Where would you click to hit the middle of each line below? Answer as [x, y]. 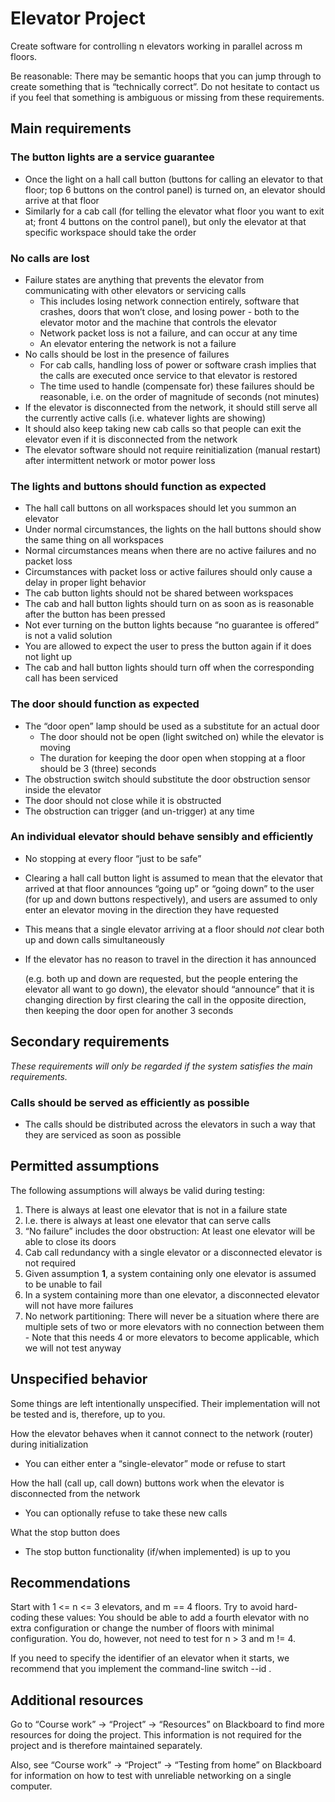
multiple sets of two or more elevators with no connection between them [174, 1326]
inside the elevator [63, 789]
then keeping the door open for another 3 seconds [129, 1010]
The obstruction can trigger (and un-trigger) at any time [139, 811]
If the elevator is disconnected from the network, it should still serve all [171, 407]
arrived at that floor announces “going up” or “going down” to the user [169, 888]
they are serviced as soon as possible [103, 1134]
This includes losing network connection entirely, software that [169, 301]
